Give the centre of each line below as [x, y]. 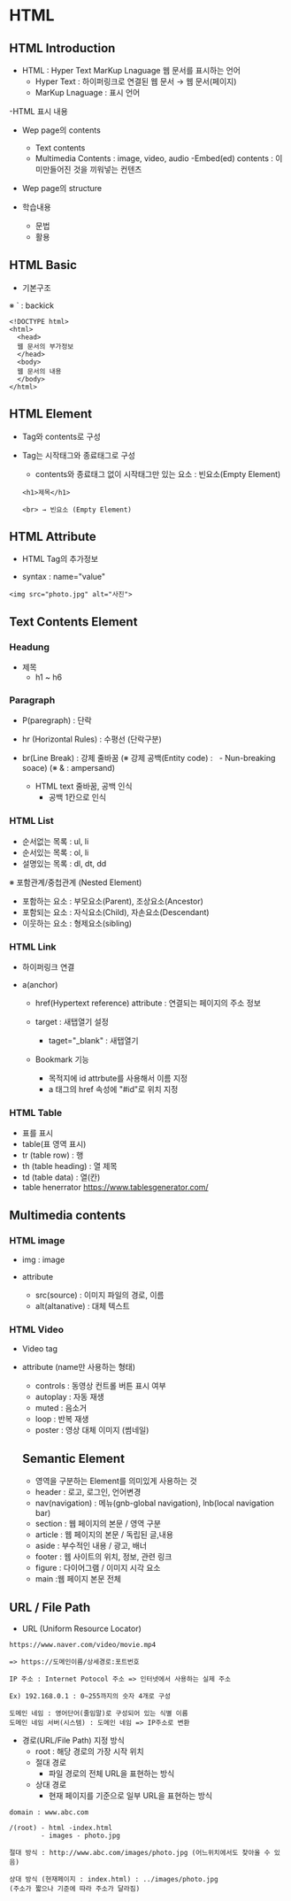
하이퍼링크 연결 [48, 967]
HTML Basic [43, 265]
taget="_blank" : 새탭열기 [93, 1041]
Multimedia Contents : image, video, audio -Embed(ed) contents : [154, 158]
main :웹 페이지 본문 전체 [78, 1579]
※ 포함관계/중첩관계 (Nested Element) [76, 882]
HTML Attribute [53, 537]
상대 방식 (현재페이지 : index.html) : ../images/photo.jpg [114, 1879]
